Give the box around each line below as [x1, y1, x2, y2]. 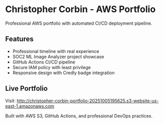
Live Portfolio [5, 84, 48, 93]
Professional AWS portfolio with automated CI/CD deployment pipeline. [5, 20, 152, 26]
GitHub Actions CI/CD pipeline [12, 59, 75, 65]
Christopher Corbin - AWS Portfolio [5, 4, 156, 15]
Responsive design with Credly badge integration [12, 70, 115, 76]
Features [5, 35, 34, 43]
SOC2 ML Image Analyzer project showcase [12, 53, 104, 59]
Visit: [5, 97, 16, 104]
